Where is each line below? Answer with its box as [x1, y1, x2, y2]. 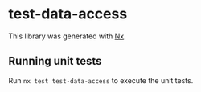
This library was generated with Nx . [8, 31, 126, 41]
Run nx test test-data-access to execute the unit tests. [8, 75, 194, 85]
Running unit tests [8, 54, 102, 68]
